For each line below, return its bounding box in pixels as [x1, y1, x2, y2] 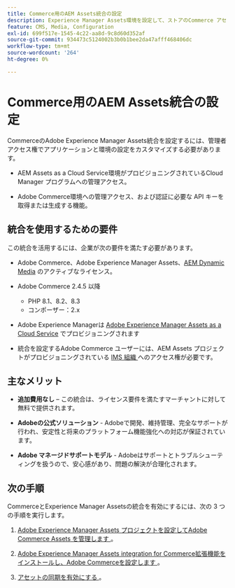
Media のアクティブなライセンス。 [17, 267, 117, 275]
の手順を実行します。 [7, 511, 69, 519]
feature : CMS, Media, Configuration [7, 23, 114, 30]
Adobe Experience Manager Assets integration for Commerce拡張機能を [17, 549, 226, 558]
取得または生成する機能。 [17, 201, 92, 209]
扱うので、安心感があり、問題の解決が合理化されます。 [41, 460, 201, 468]
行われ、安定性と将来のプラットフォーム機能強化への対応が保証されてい [17, 428, 226, 436]
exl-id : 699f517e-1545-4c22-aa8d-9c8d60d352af [7, 29, 145, 37]
